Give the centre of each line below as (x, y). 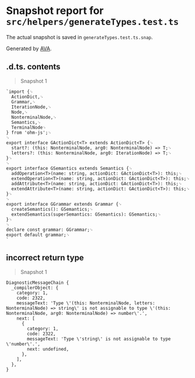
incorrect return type (45, 258)
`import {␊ (20, 92)
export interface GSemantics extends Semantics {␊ (69, 168)
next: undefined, (48, 349)
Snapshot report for (55, 11)
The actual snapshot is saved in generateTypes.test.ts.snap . (79, 37)
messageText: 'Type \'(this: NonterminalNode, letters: (86, 303)
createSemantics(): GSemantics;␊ (52, 209)
